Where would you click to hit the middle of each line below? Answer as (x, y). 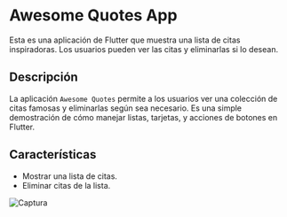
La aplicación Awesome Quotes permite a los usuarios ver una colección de (143, 98)
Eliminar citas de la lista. (66, 185)
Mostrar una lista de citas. (70, 176)
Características (53, 155)
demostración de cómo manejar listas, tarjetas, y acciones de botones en (143, 117)
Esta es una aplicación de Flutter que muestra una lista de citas (125, 40)
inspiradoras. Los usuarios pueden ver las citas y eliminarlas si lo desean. (143, 49)
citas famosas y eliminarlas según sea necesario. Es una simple (126, 108)
